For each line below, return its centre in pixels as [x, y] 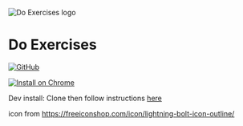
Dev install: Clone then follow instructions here [85, 98]
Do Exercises [53, 45]
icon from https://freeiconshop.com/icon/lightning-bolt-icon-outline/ [121, 113]
